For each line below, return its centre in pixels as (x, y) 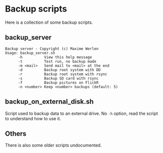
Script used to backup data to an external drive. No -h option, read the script (81, 113)
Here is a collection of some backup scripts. (49, 22)
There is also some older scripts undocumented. (53, 145)
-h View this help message (55, 57)
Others (16, 133)
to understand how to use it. (33, 118)
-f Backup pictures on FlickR (58, 83)
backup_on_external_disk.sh (49, 102)
